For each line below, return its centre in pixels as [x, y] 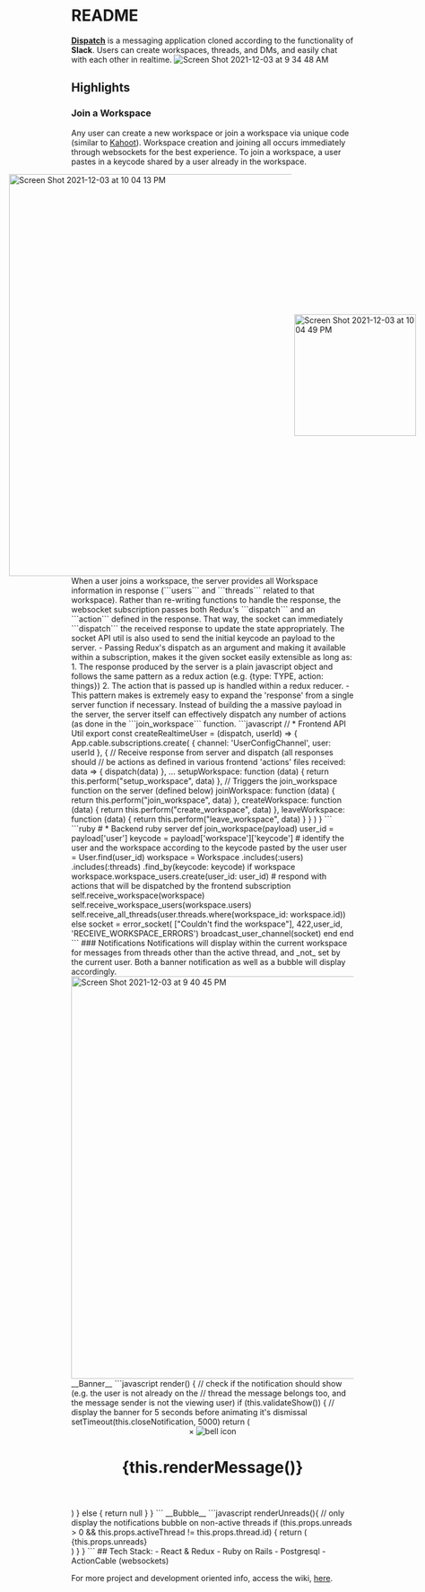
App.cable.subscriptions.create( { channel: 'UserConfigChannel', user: [201, 743]
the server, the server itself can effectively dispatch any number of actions [209, 714]
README [105, 16]
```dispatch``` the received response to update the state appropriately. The [208, 628]
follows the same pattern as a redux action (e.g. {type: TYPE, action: [197, 676]
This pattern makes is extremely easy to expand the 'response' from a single [212, 695]
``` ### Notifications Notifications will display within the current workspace [209, 943]
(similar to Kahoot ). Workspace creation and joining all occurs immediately [208, 142]
